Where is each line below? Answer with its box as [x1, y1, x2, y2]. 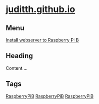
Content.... [6, 65, 28, 71]
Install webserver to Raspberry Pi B [6, 37, 79, 43]
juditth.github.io [6, 4, 75, 15]
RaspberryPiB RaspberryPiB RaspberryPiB [6, 93, 94, 99]
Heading [6, 51, 33, 60]
